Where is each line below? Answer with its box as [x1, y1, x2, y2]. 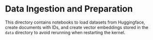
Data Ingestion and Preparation [5, 3, 133, 14]
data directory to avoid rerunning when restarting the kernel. [5, 29, 125, 35]
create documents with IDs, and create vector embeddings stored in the [5, 24, 149, 30]
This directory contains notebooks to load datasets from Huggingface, [5, 19, 145, 25]
